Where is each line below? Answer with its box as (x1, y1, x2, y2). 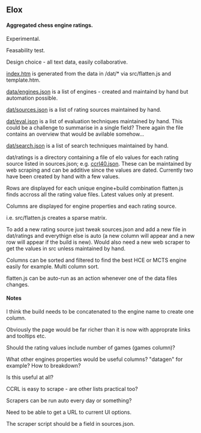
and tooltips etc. (6, 332, 46, 339)
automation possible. (6, 94, 58, 101)
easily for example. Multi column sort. (6, 262, 100, 270)
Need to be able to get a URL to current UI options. (6, 408, 132, 416)
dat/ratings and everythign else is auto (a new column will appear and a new (6, 232, 195, 239)
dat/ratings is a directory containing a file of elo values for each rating (6, 153, 179, 161)
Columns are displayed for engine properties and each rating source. (6, 202, 177, 210)
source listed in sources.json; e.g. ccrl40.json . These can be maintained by (6, 160, 192, 167)
